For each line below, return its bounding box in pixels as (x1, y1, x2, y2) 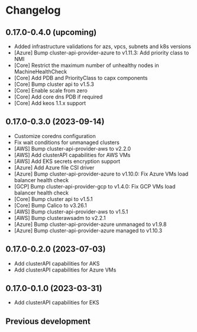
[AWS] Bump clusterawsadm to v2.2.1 (14, 214, 106, 221)
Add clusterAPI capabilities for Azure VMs (14, 266, 117, 273)
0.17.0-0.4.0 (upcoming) (5, 27, 97, 37)
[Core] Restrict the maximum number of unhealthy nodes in (14, 62, 159, 69)
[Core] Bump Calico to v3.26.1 (14, 202, 87, 209)
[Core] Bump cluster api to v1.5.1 (14, 195, 93, 202)
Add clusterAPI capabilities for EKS (14, 299, 100, 306)
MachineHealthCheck (14, 68, 67, 75)
